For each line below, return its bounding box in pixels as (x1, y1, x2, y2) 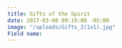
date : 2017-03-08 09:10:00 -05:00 (7, 17, 110, 24)
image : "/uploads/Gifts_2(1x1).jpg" (7, 23, 116, 30)
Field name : (7, 30, 43, 37)
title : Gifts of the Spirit (7, 10, 91, 18)
